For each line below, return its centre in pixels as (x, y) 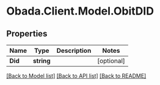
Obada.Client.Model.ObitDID (80, 11)
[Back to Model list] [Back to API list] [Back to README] (76, 76)
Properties (27, 34)
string (42, 61)
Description (74, 51)
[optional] (111, 61)
